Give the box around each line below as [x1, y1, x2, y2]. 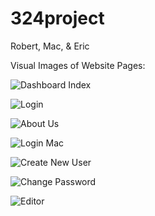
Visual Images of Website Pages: [10, 59, 146, 71]
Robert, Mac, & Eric [10, 40, 90, 52]
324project [10, 7, 105, 30]
